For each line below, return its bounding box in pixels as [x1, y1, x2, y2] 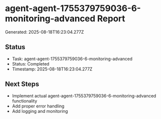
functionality [12, 98, 37, 104]
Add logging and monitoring [12, 108, 68, 114]
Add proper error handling [12, 103, 64, 109]
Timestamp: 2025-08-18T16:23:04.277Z [12, 66, 93, 72]
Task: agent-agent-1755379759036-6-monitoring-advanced [12, 56, 132, 62]
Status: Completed [12, 61, 49, 66]
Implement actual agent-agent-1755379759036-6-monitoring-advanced [12, 93, 157, 99]
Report [97, 13, 125, 24]
